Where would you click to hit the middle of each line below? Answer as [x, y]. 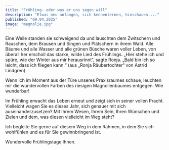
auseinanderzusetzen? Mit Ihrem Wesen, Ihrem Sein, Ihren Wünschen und [82, 112]
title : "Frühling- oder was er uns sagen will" [56, 10]
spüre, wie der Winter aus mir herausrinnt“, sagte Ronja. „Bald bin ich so [80, 60]
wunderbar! [17, 91]
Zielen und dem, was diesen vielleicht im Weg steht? [60, 117]
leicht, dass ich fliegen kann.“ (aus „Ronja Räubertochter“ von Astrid [76, 65]
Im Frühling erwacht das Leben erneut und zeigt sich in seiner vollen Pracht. [85, 101]
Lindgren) [15, 71]
